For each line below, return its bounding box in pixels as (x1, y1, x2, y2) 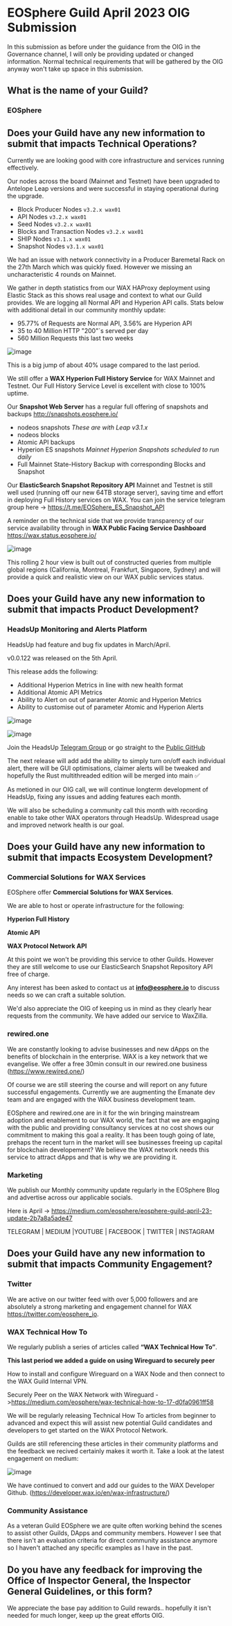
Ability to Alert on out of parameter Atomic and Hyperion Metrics (17, 695, 202, 703)
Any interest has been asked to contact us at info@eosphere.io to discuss (7, 984, 220, 992)
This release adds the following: (7, 667, 98, 676)
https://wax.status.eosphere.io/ (7, 531, 97, 540)
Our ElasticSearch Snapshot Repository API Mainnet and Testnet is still (7, 481, 213, 490)
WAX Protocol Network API (7, 942, 87, 950)
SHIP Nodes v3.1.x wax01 (17, 234, 91, 243)
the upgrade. (7, 192, 44, 200)
